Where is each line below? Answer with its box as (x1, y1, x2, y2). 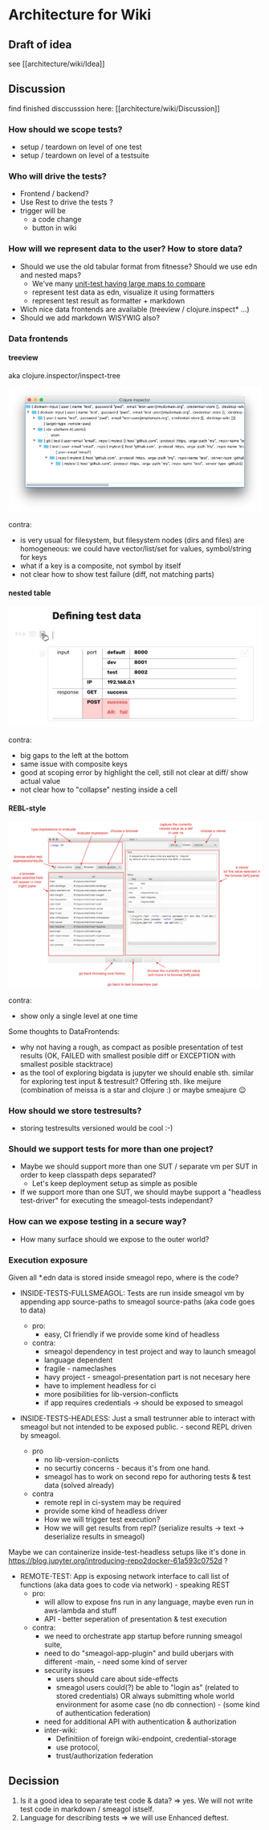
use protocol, (55, 1742, 100, 1752)
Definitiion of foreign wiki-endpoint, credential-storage (55, 1733, 237, 1743)
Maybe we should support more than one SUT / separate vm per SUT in (19, 1161, 259, 1172)
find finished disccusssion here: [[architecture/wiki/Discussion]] (8, 103, 220, 113)
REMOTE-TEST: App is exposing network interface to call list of (19, 1571, 230, 1581)
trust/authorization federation (55, 1750, 154, 1760)
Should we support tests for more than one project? (8, 1143, 214, 1154)
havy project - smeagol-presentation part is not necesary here (43, 1372, 251, 1382)
